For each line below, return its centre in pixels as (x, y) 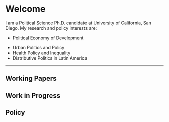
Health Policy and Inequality (41, 53)
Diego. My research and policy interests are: (51, 28)
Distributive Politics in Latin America (50, 58)
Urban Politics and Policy (38, 47)
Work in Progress (33, 96)
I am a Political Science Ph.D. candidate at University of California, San (78, 23)
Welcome (25, 9)
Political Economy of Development (48, 38)
